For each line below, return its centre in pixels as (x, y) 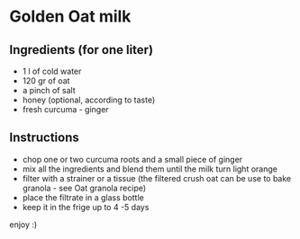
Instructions (44, 138)
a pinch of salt (49, 90)
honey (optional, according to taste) (89, 100)
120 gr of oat (46, 81)
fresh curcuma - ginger (66, 109)
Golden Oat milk (70, 17)
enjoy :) (23, 224)
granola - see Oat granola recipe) (84, 188)
